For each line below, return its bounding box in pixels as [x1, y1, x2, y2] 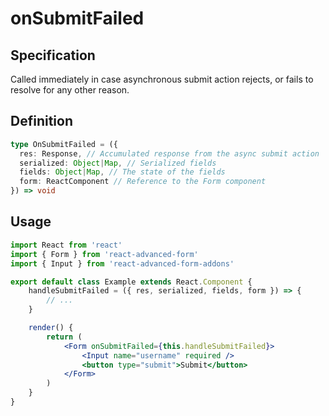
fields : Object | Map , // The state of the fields [19, 167, 226, 177]
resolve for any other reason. [10, 84, 130, 96]
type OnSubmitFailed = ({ [10, 139, 118, 149]
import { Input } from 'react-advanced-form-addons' [10, 258, 235, 269]
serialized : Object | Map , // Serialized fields [19, 158, 217, 168]
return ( [46, 332, 83, 342]
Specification [10, 47, 96, 64]
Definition [10, 113, 73, 130]
